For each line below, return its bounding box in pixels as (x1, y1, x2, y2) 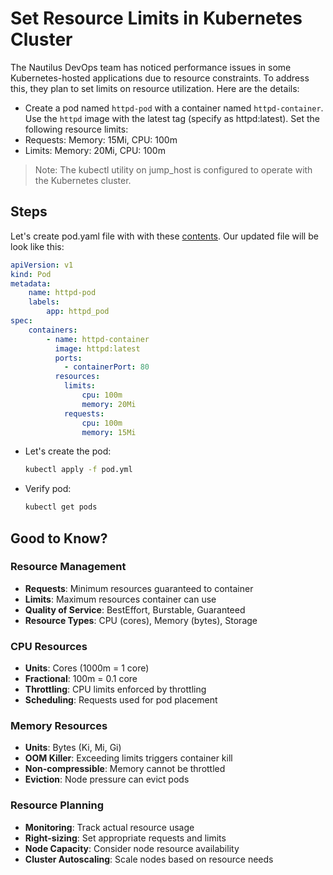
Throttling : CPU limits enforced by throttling (24, 683, 207, 696)
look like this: (10, 240, 65, 252)
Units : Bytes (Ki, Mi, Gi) (24, 742, 122, 754)
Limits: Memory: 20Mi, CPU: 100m (24, 144, 166, 156)
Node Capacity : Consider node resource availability (24, 842, 240, 854)
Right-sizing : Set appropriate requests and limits (24, 832, 227, 844)
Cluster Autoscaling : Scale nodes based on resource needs (24, 853, 274, 865)
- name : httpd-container (46, 334, 150, 344)
